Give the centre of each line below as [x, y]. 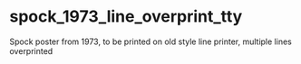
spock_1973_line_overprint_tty [126, 17]
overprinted [31, 50]
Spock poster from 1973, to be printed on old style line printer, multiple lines [150, 41]
